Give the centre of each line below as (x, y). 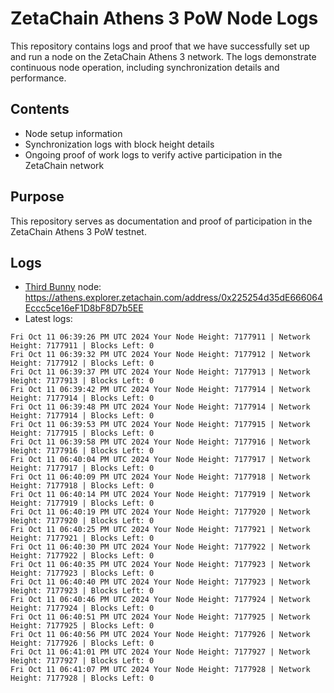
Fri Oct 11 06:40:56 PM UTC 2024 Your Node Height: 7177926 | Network (160, 635)
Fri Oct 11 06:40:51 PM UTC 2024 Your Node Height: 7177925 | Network (160, 617)
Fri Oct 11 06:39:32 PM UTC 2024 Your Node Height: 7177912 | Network (160, 355)
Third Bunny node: (63, 287)
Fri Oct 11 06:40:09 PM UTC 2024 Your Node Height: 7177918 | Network (160, 477)
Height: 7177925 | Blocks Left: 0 (82, 626)
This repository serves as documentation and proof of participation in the (161, 221)
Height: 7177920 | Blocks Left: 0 (82, 521)
